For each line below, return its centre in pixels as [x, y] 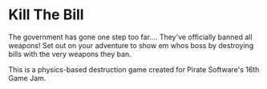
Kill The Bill [46, 15]
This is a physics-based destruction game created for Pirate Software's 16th [134, 69]
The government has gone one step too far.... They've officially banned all [130, 37]
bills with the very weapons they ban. [70, 54]
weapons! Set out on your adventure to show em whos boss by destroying [131, 45]
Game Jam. [27, 78]
